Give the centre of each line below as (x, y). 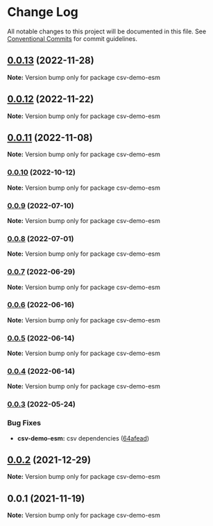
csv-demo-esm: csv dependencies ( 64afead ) (83, 438)
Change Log (43, 12)
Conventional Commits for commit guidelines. (72, 38)
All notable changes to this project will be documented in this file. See (107, 31)
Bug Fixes (24, 423)
